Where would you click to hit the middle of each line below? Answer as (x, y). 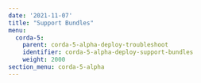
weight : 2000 (44, 60)
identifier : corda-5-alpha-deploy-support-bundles (108, 52)
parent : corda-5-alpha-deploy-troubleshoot (96, 45)
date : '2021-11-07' (41, 15)
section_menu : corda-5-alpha (56, 67)
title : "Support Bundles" (51, 23)
